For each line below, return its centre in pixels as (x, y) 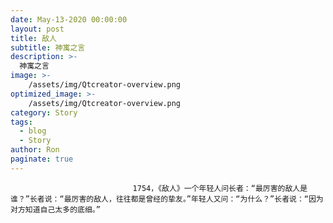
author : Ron (35, 150)
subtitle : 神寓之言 (48, 47)
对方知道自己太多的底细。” (55, 209)
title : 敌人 (33, 38)
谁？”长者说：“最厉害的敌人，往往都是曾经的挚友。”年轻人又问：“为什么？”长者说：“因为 (167, 199)
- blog (33, 131)
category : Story (44, 112)
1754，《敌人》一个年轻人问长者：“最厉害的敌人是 (220, 188)
